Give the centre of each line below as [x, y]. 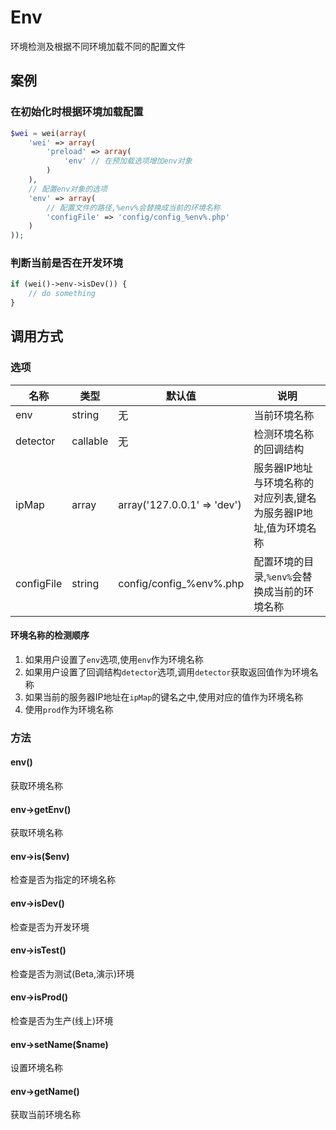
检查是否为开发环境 [50, 927]
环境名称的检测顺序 [50, 635]
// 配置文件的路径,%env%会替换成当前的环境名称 [133, 207]
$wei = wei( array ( [48, 133]
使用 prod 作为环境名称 [69, 709]
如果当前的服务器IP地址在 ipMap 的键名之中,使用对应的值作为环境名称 [164, 697]
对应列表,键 [280, 498]
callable [90, 441]
